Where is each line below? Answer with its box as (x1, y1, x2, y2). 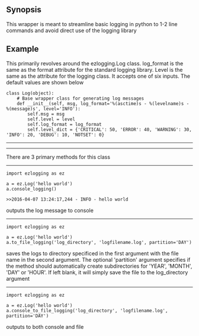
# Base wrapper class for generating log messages (17, 95, 145, 102)
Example (6, 44, 39, 54)
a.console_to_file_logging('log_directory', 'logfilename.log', (6, 308, 168, 313)
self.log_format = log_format (27, 121, 102, 127)
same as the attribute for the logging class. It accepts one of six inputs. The (6, 72, 191, 80)
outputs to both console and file (6, 323, 84, 330)
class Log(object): (6, 90, 54, 96)
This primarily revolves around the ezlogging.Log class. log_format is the (6, 59, 184, 67)
